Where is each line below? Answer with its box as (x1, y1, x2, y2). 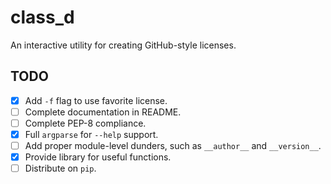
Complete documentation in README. (24, 106, 182, 118)
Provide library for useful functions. (24, 151, 172, 163)
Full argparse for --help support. (24, 128, 159, 140)
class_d (10, 6, 75, 29)
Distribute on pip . (24, 162, 97, 175)
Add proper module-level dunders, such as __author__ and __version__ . (24, 140, 322, 151)
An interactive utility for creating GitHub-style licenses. (10, 39, 237, 51)
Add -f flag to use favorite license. (24, 94, 168, 106)
